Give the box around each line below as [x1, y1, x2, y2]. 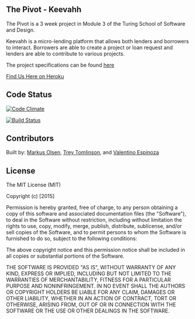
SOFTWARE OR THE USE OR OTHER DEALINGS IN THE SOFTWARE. [6, 307, 170, 314]
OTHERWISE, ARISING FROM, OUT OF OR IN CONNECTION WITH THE [6, 301, 176, 308]
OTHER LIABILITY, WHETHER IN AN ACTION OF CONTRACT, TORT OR [6, 295, 176, 302]
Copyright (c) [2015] [6, 193, 55, 200]
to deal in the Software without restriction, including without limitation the [6, 216, 182, 224]
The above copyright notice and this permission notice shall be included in [6, 247, 185, 254]
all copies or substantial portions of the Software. [6, 252, 124, 259]
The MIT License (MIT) [6, 181, 61, 189]
